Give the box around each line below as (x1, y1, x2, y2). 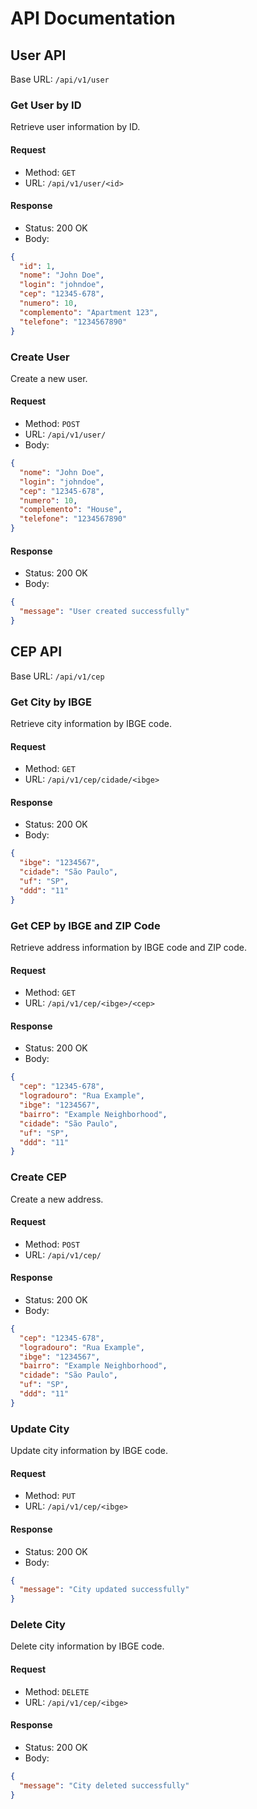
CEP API (10, 643, 63, 661)
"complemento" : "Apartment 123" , (19, 307, 159, 317)
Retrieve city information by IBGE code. (10, 718, 172, 730)
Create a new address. (10, 1193, 104, 1205)
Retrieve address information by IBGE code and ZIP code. (10, 941, 247, 953)
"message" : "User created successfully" (19, 607, 190, 617)
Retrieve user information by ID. (10, 121, 141, 133)
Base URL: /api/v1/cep (10, 670, 105, 682)
